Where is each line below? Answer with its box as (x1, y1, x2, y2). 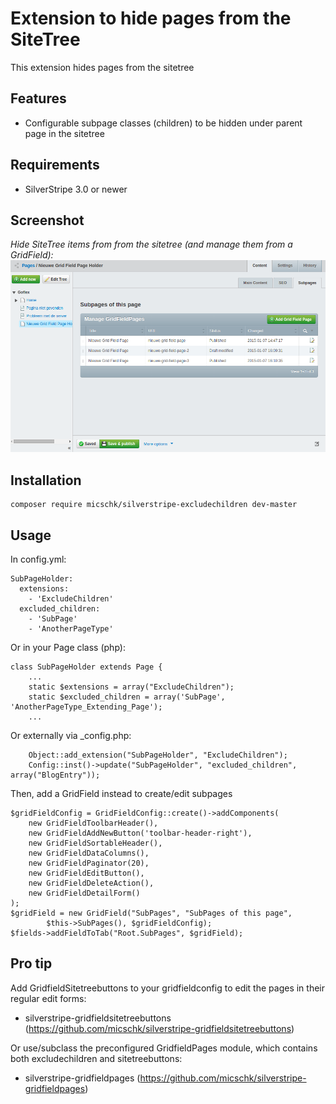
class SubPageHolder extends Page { (10, 662, 163, 672)
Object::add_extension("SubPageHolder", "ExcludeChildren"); (28, 750, 288, 761)
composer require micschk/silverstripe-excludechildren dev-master (10, 500, 298, 510)
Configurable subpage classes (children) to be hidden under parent (24, 117, 303, 129)
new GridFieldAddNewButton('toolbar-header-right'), (28, 828, 253, 839)
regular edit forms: (10, 992, 87, 1004)
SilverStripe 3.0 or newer (24, 183, 128, 195)
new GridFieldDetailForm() (28, 888, 141, 899)
